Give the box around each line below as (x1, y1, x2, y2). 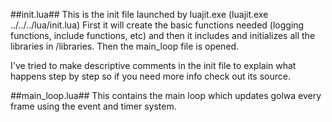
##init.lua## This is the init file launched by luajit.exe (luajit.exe (10, 9, 269, 20)
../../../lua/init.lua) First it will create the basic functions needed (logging (10, 19, 305, 31)
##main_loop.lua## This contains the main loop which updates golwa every (10, 90, 322, 101)
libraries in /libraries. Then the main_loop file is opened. (10, 40, 240, 52)
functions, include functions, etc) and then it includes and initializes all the (10, 30, 316, 41)
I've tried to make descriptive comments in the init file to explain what (10, 60, 297, 71)
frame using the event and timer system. (10, 100, 177, 112)
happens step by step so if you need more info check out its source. (10, 70, 291, 82)
